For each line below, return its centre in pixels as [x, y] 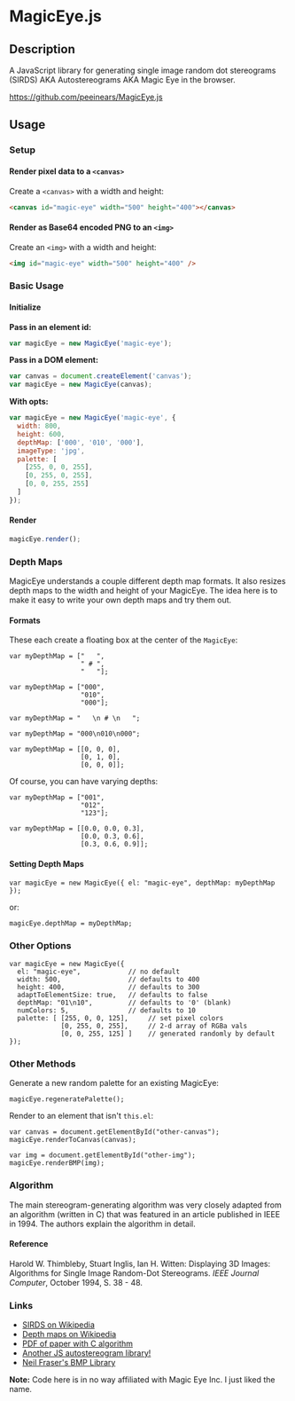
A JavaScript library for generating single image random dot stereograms [143, 70]
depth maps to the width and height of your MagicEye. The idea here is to [144, 591]
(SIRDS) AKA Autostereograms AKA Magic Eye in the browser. [123, 80]
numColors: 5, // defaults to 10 [107, 1010]
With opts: [29, 402]
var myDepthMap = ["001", [57, 798]
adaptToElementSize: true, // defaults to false [113, 995]
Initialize [25, 307]
